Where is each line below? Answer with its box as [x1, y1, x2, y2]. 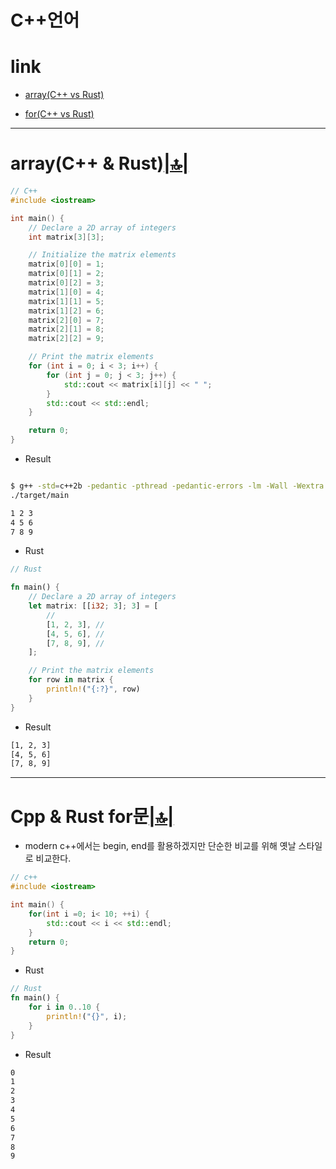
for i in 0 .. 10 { [28, 1002, 101, 1012]
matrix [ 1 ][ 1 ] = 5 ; [28, 296, 105, 306]
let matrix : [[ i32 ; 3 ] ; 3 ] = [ [28, 601, 159, 611]
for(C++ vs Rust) [24, 108, 95, 120]
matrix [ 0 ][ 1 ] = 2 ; [28, 269, 105, 279]
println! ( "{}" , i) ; [46, 1011, 128, 1021]
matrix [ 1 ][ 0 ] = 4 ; [28, 287, 105, 297]
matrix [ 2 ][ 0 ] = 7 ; [28, 315, 105, 325]
